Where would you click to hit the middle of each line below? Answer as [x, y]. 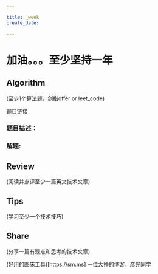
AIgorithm [26, 83]
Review [21, 166]
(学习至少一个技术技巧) [35, 216]
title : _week [23, 17]
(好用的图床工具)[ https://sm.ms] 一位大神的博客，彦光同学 [79, 264]
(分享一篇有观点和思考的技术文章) [48, 251]
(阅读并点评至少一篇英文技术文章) [48, 182]
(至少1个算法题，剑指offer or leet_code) [56, 98]
